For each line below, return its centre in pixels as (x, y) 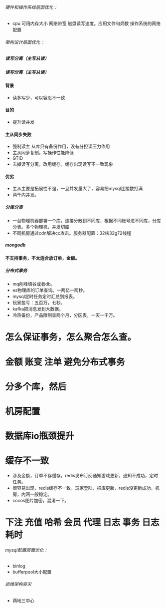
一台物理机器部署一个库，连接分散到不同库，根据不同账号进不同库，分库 (86, 221)
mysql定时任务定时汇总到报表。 (45, 297)
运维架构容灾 (18, 584)
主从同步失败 (18, 134)
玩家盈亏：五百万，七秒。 (39, 303)
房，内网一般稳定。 (32, 494)
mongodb (15, 245)
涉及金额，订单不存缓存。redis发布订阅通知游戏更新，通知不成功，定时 (85, 476)
